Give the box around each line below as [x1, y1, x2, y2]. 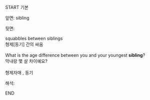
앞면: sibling [5, 15, 29, 21]
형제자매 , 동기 [5, 70, 33, 76]
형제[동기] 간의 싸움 [5, 41, 43, 47]
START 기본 [5, 4, 29, 10]
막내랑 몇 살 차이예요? [5, 58, 47, 64]
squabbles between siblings [5, 35, 63, 41]
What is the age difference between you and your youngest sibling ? [5, 52, 145, 58]
